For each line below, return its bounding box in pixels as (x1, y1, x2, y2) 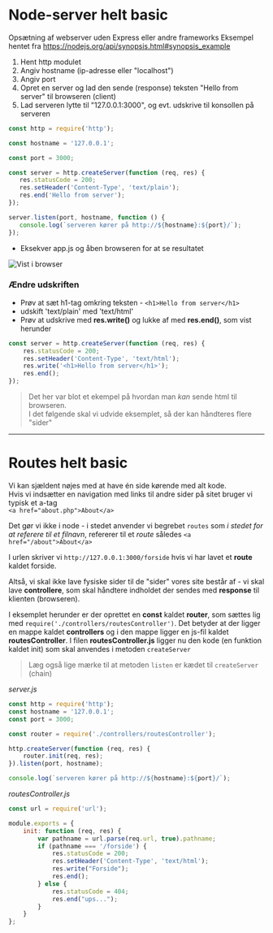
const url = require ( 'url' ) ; (8, 805, 107, 814)
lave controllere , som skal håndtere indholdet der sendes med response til (8, 585, 260, 595)
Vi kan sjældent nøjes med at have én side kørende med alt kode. (8, 481, 227, 491)
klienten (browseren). (8, 594, 80, 604)
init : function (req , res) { (23, 827, 122, 835)
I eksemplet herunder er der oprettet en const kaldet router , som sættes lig (8, 610, 262, 619)
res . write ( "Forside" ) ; (51, 865, 129, 873)
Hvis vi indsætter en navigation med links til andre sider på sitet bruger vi (8, 489, 253, 499)
